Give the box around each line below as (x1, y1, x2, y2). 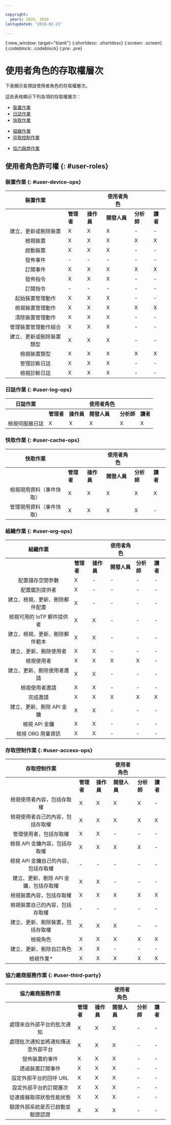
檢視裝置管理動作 (15, 305, 56, 311)
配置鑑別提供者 (20, 586, 57, 593)
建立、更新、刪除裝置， (10, 919, 67, 926)
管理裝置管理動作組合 (10, 324, 61, 330)
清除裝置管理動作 (15, 314, 56, 321)
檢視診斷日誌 (20, 370, 51, 376)
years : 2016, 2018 (10, 16, 49, 22)
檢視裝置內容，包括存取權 (10, 892, 72, 899)
